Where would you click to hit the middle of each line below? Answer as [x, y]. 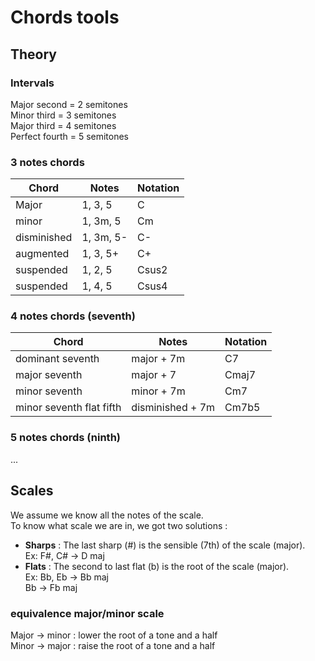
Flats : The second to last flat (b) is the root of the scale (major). [157, 566]
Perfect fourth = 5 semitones [70, 136]
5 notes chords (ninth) [65, 438]
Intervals [32, 83]
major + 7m [158, 359]
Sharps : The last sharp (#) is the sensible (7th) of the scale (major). [165, 545]
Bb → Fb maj [51, 587]
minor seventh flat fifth [68, 408]
